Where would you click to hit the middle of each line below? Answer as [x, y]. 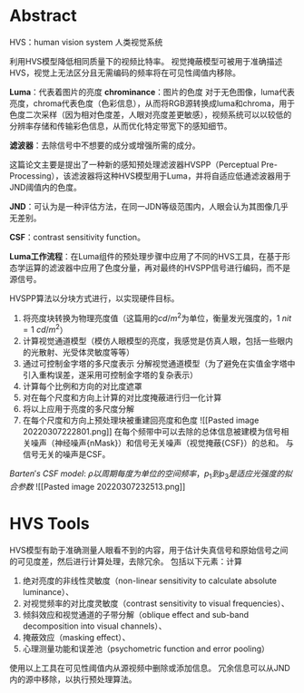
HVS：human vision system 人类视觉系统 [86, 42]
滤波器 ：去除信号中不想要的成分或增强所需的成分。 [105, 145]
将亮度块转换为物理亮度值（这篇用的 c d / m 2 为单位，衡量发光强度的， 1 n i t [157, 317]
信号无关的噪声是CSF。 [66, 454]
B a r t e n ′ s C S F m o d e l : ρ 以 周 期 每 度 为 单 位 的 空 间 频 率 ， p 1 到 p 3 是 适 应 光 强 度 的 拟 [151, 475]
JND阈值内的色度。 [45, 187]
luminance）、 [48, 591]
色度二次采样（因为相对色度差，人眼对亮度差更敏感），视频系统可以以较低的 [151, 114]
